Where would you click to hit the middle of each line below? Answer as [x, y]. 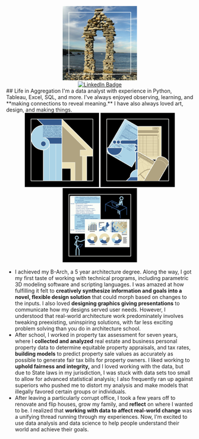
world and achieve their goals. [52, 429]
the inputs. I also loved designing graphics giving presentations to [97, 303]
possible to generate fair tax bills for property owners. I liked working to [102, 360]
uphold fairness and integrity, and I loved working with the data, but [99, 366]
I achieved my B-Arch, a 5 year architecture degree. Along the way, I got [103, 272]
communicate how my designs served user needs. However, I [90, 310]
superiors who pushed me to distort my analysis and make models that [101, 385]
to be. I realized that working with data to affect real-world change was [103, 411]
